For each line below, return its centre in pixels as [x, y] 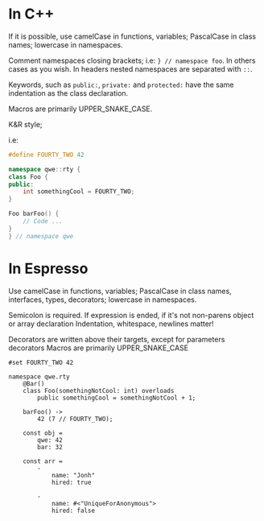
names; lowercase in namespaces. [66, 44]
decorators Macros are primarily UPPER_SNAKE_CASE [99, 348]
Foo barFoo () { [34, 214]
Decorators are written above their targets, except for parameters [117, 339]
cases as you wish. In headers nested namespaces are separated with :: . [130, 68]
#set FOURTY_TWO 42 [41, 362]
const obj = [43, 433]
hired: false [73, 511]
